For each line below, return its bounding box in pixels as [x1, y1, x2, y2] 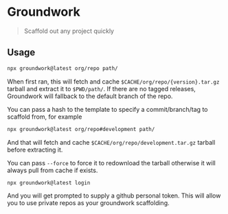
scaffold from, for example [7, 112, 82, 121]
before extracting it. [7, 145, 63, 154]
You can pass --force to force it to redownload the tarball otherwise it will [7, 158, 216, 167]
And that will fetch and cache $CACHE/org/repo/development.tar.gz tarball [7, 138, 216, 146]
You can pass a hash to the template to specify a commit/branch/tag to [7, 105, 208, 113]
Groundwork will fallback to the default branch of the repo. [7, 92, 173, 100]
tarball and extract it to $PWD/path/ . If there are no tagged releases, [7, 84, 196, 93]
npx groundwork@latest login [7, 179, 91, 186]
